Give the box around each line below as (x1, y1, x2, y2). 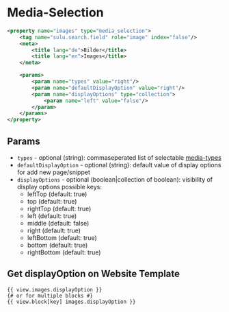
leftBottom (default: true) (27, 234, 97, 241)
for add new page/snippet (16, 168, 90, 176)
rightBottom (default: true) (27, 248, 101, 256)
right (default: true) (27, 226, 81, 235)
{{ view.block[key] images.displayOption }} (7, 298, 136, 305)
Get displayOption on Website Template (7, 268, 180, 280)
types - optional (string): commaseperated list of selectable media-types (16, 154, 222, 162)
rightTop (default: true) (27, 204, 92, 213)
